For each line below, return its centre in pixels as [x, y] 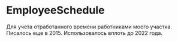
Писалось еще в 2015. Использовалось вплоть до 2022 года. [85, 33]
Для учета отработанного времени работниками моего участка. [89, 27]
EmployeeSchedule [55, 10]
